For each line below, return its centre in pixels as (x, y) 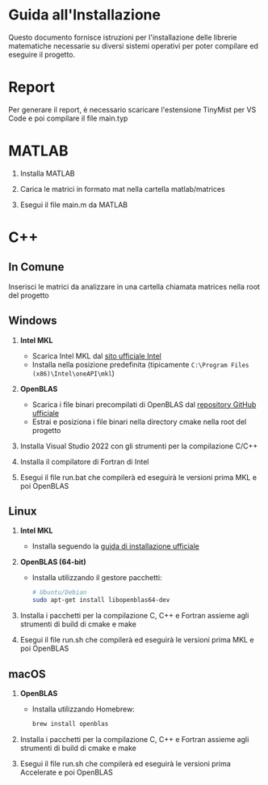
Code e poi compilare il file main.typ (68, 118)
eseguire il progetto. (42, 54)
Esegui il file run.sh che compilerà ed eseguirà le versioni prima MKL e (137, 640)
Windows (33, 321)
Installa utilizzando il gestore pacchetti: (97, 578)
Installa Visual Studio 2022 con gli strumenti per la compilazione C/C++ (139, 446)
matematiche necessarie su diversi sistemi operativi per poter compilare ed (133, 45)
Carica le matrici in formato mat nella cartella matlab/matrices (123, 189)
